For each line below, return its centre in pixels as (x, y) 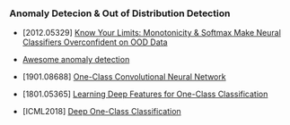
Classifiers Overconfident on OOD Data (95, 42)
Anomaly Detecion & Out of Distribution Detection (120, 13)
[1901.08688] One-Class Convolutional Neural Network (124, 77)
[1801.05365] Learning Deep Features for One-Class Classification (145, 94)
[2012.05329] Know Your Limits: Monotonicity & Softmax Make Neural (151, 33)
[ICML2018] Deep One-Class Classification (101, 112)
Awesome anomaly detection (76, 60)
